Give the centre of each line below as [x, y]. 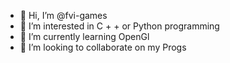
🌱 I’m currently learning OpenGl [84, 36]
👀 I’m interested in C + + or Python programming [119, 26]
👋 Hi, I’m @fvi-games [63, 15]
